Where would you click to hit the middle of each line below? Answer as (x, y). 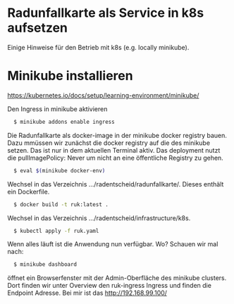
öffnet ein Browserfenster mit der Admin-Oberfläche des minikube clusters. (117, 278)
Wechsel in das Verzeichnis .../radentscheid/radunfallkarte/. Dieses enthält (116, 184)
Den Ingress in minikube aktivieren (57, 109)
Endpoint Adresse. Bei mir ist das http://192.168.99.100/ (87, 293)
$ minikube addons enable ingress (64, 122)
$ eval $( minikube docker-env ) (60, 170)
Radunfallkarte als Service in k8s (106, 13)
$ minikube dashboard (45, 265)
